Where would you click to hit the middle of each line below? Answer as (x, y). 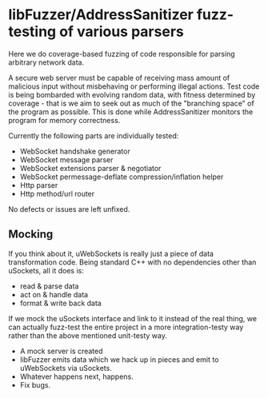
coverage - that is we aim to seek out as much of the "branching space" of (131, 103)
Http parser (39, 185)
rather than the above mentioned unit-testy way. (88, 335)
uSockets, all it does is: (46, 270)
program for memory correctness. (64, 120)
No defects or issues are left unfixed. (69, 209)
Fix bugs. (35, 384)
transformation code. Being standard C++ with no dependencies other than (132, 262)
